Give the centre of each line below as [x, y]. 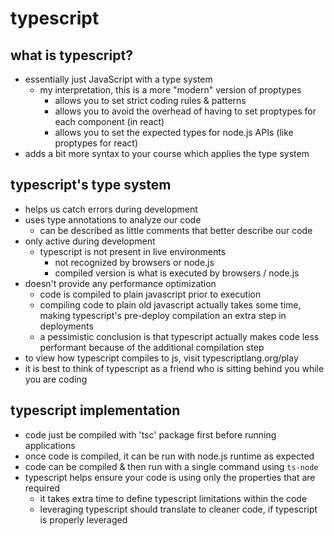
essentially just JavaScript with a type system [118, 79]
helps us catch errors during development [111, 209]
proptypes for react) [96, 143]
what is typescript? [71, 55]
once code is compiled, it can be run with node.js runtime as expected [169, 456]
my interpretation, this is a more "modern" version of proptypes [170, 90]
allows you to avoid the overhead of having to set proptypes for [185, 111]
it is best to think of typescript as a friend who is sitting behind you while [174, 368]
